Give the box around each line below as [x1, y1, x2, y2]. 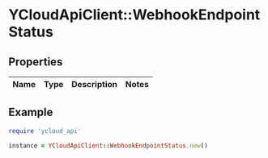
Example [8, 106, 53, 119]
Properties [8, 55, 63, 69]
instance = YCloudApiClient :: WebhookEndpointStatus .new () [8, 141, 208, 150]
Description [71, 79, 117, 89]
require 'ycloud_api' [8, 127, 82, 135]
